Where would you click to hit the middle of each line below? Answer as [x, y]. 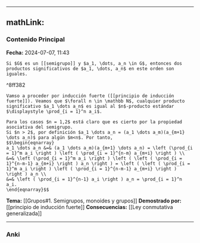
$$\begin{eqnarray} [30, 143]
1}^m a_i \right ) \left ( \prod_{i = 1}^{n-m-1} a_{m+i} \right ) [92, 169]
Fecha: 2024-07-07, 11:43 [38, 52]
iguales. [17, 74]
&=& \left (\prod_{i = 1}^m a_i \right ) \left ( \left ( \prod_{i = [94, 158]
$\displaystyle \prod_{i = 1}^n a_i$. [54, 111]
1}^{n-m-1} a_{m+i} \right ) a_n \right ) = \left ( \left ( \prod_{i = [98, 163]
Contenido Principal [36, 39]
